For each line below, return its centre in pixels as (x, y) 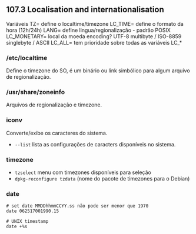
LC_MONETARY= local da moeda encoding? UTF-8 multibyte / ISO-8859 (94, 36)
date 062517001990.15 (33, 211)
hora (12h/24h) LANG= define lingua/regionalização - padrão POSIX (88, 30)
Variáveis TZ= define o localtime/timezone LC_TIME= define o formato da (95, 24)
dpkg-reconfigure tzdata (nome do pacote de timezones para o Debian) (102, 178)
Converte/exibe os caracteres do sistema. (57, 133)
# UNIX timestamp (27, 222)
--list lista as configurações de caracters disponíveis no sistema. (95, 144)
